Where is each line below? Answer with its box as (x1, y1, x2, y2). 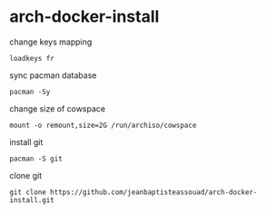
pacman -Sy (9, 87, 51, 96)
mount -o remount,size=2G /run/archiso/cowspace (9, 121, 197, 130)
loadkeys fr (9, 53, 54, 63)
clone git (9, 170, 43, 180)
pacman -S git (9, 154, 64, 163)
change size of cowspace (9, 102, 106, 114)
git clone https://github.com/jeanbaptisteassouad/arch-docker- (9, 188, 258, 197)
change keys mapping (9, 36, 93, 47)
